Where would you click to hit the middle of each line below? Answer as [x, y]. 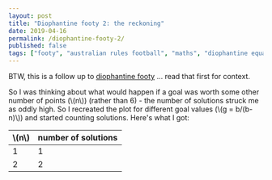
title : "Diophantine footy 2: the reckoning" [86, 23]
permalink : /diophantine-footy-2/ [67, 38]
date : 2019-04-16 [38, 31]
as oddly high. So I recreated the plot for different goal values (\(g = [121, 109]
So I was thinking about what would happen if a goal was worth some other [134, 92]
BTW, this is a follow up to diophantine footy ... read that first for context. [130, 76]
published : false [38, 46]
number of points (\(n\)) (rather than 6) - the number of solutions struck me [134, 100]
